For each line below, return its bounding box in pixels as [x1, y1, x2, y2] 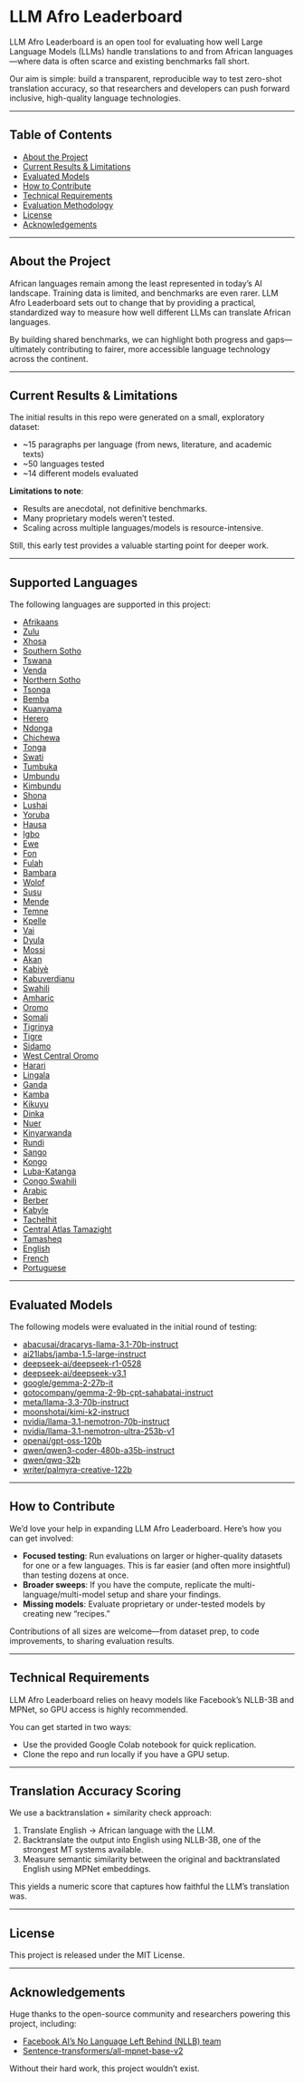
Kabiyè [22, 963, 49, 974]
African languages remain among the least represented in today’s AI [9, 278, 262, 288]
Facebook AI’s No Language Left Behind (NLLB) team [22, 2036, 222, 2047]
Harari [22, 1060, 46, 1071]
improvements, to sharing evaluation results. [9, 1635, 175, 1646]
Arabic [22, 1186, 48, 1197]
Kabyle [22, 1205, 49, 1216]
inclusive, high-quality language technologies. [9, 93, 181, 103]
